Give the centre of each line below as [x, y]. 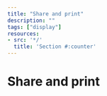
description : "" [31, 20]
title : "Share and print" [45, 14]
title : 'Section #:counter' [55, 47]
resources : [23, 34]
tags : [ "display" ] [34, 27]
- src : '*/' [25, 40]
